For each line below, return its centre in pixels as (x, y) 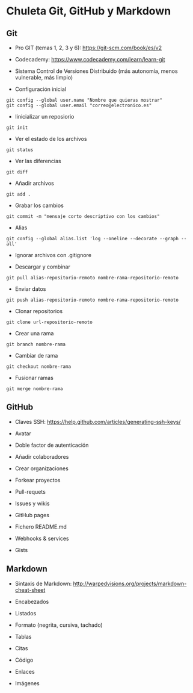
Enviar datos (30, 289)
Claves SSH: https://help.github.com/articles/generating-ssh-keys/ (98, 421)
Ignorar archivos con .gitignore (53, 255)
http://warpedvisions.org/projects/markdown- (130, 583)
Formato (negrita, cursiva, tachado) (59, 625)
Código (24, 660)
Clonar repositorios (39, 311)
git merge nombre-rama (35, 389)
